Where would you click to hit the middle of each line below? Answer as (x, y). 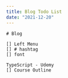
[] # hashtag (22, 49)
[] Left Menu (22, 44)
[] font (16, 54)
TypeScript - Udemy (30, 65)
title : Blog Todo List (34, 12)
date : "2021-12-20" (30, 17)
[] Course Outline (29, 70)
